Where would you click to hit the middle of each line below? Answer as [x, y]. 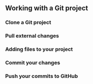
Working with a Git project [47, 8]
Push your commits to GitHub [42, 76]
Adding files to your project [39, 49]
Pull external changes [32, 36]
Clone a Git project [28, 22]
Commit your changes [33, 63]
